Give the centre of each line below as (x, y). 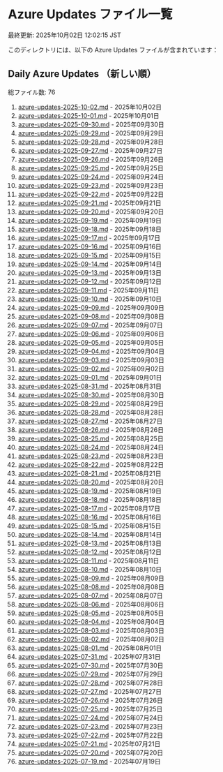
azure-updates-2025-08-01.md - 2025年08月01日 (90, 648)
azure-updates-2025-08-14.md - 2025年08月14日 (90, 534)
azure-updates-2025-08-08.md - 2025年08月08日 (91, 586)
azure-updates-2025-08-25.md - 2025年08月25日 (91, 438)
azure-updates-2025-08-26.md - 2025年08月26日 (91, 429)
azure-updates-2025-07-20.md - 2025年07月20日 (90, 752)
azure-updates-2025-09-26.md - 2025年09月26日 (91, 159)
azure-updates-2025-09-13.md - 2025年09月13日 (90, 272)
